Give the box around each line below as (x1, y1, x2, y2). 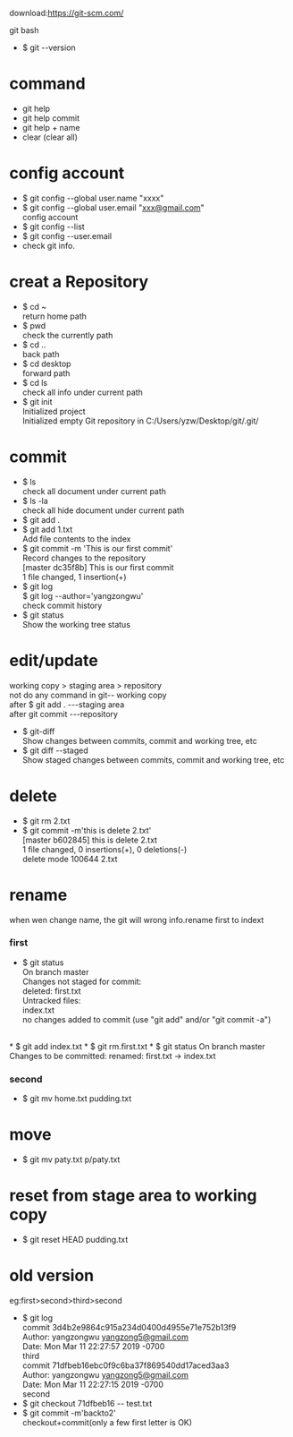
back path (21, 348, 60, 359)
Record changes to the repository (21, 552, 146, 563)
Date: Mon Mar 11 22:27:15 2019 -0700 (21, 1379, 163, 1390)
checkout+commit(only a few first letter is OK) (21, 1416, 193, 1427)
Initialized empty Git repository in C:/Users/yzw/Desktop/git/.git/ (21, 415, 259, 426)
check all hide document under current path (21, 505, 185, 516)
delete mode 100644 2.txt (21, 853, 118, 864)
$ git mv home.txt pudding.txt (21, 1093, 132, 1104)
